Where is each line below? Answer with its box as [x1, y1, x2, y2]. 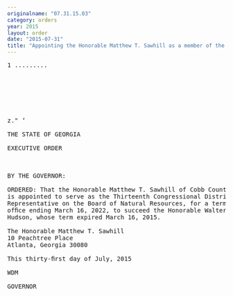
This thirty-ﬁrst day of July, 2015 [7, 255, 132, 263]
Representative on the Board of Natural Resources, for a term [7, 200, 227, 207]
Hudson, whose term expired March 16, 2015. [7, 214, 162, 221]
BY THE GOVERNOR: [7, 172, 66, 180]
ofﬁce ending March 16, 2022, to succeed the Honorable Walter [7, 207, 227, 214]
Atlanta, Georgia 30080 [7, 241, 88, 249]
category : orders [7, 17, 58, 24]
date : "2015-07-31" [7, 36, 64, 43]
